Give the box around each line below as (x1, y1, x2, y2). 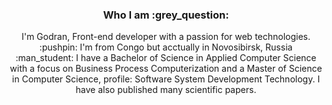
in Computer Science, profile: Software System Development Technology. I (11, 73, 321, 85)
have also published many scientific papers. (75, 84, 257, 96)
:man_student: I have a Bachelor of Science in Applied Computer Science (15, 52, 317, 64)
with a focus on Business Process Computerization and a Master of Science (9, 63, 323, 75)
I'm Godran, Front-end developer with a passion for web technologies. (21, 31, 311, 43)
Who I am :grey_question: (102, 8, 230, 22)
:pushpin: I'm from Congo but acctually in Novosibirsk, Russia (39, 41, 293, 53)
